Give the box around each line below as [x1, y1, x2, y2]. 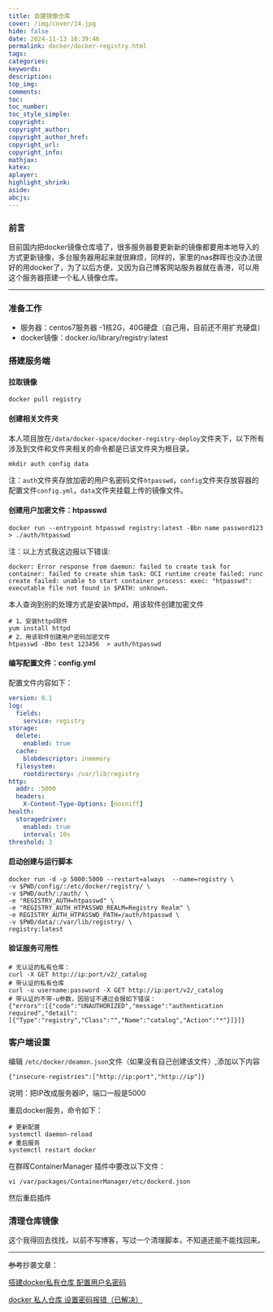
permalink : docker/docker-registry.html [8, 42, 148, 50]
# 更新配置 [8, 1123, 41, 1132]
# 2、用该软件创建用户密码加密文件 [8, 633, 110, 641]
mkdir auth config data [8, 459, 89, 468]
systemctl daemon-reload [8, 1130, 93, 1139]
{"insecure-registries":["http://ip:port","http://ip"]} [8, 1073, 206, 1082]
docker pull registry [8, 396, 82, 404]
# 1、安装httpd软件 [8, 617, 68, 625]
